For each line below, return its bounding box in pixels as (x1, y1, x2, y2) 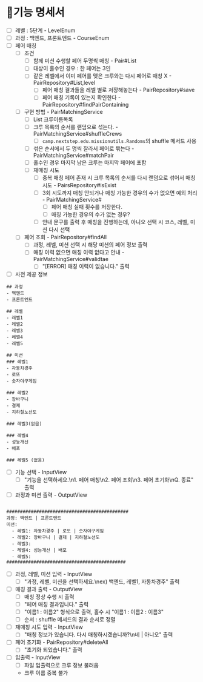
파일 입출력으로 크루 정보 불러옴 (24, 661, 99, 669)
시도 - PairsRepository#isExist (42, 182, 117, 188)
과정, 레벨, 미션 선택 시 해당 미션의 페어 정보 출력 (33, 241, 148, 248)
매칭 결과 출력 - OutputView (15, 585, 83, 592)
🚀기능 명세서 (6, 5, 65, 19)
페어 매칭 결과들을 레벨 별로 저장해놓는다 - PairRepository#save (42, 86, 195, 94)
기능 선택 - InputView (15, 468, 67, 475)
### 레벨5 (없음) (6, 457, 45, 463)
